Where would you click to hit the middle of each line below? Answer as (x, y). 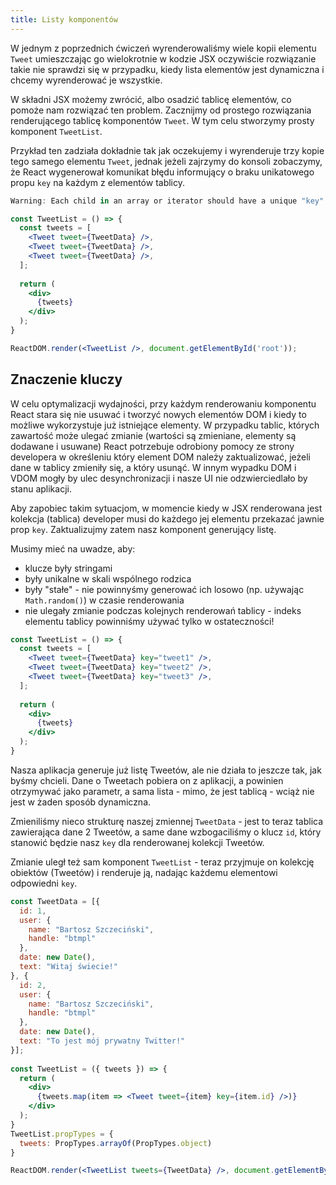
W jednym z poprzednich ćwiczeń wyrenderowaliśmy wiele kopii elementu (163, 48)
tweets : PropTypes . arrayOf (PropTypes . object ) (116, 1143)
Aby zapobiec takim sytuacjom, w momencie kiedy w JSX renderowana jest (166, 508)
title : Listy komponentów (64, 19)
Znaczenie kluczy (66, 379)
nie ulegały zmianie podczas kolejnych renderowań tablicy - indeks (163, 610)
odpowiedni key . (44, 883)
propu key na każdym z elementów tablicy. (98, 182)
